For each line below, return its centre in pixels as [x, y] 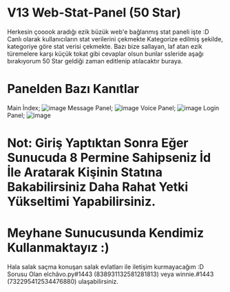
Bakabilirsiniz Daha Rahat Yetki [98, 187]
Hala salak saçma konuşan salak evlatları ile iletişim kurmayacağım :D [106, 267]
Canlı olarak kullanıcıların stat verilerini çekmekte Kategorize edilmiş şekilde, [115, 39]
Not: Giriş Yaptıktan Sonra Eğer [98, 143]
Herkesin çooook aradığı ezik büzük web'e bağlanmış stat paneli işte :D [108, 32]
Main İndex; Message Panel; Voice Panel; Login [113, 107]
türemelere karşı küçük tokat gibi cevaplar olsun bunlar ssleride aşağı [106, 54]
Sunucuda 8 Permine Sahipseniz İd [109, 158]
